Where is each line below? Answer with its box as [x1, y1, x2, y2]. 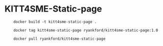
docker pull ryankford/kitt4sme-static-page [13, 36, 106, 41]
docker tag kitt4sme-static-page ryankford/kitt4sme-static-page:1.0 [13, 28, 159, 32]
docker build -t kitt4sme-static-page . [13, 19, 97, 24]
